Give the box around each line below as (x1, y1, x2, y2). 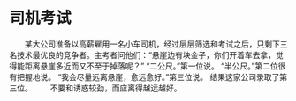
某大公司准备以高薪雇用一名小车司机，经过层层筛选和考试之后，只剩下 (24, 39, 280, 49)
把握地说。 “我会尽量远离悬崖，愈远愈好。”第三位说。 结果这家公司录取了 (16, 71, 280, 82)
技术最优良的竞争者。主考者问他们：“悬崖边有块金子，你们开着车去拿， (16, 49, 277, 60)
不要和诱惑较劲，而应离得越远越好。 (49, 83, 182, 93)
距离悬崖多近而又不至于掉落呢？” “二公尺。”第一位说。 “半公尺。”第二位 (24, 61, 278, 71)
